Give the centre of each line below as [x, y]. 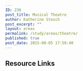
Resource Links [30, 64]
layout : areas [20, 29]
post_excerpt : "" [24, 24]
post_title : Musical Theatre [36, 15]
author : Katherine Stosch [32, 19]
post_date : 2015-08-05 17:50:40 [39, 43]
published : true [22, 39]
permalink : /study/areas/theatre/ [42, 33]
